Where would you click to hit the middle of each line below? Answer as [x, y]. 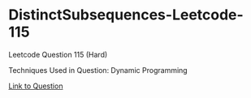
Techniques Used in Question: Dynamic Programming [98, 70]
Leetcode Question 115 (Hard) [58, 54]
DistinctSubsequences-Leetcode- [126, 15]
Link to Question [36, 86]
